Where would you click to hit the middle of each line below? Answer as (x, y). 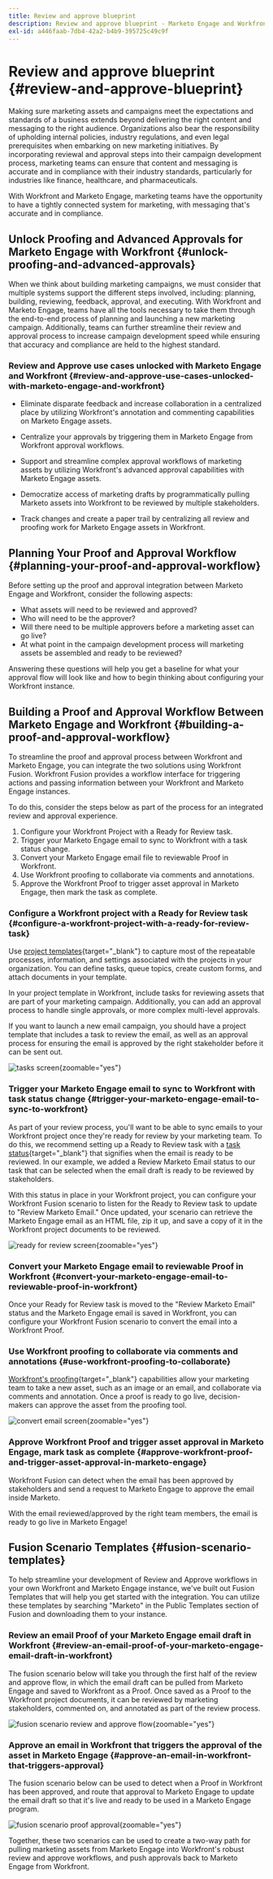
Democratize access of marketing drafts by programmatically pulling (135, 494)
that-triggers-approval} (56, 1765)
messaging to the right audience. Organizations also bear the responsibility (134, 129)
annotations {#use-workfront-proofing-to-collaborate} (120, 1361)
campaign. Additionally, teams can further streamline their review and (125, 327)
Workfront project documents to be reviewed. (84, 1229)
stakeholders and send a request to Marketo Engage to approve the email (131, 1489)
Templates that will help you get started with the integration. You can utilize (134, 1597)
